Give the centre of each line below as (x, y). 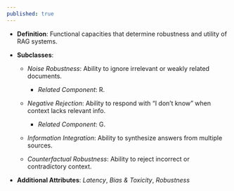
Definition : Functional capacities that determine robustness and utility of (122, 34)
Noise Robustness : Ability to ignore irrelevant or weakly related (118, 68)
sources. (40, 145)
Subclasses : (35, 55)
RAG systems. (37, 41)
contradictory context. (59, 166)
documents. (45, 76)
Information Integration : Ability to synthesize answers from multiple (125, 138)
